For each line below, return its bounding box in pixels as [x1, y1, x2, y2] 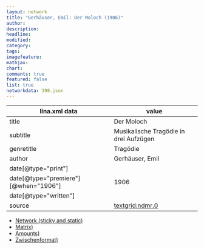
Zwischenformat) [15, 236, 59, 243]
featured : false [6, 76, 47, 82]
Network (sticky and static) [15, 216, 83, 224]
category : [6, 43, 32, 49]
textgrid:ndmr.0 [114, 201, 158, 210]
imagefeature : [6, 54, 42, 60]
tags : [6, 48, 20, 55]
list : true [6, 82, 34, 88]
